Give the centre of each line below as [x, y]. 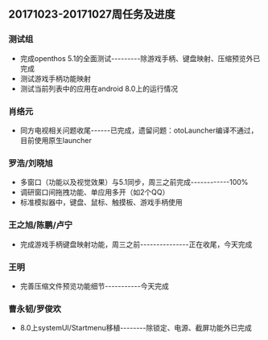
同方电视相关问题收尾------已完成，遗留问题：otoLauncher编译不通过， [139, 130]
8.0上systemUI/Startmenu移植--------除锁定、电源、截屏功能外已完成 [136, 328]
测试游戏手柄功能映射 [55, 78]
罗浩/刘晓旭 [31, 163]
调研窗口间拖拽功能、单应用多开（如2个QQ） [95, 192]
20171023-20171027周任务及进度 [92, 14]
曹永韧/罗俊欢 [35, 309]
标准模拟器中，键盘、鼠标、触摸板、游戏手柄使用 [101, 203]
